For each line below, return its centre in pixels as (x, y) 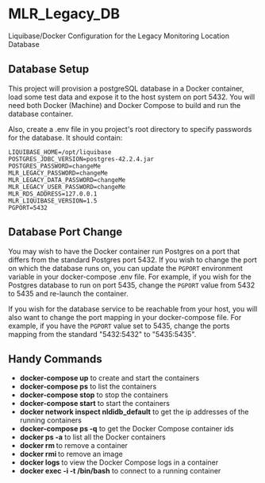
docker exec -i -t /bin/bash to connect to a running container (120, 471)
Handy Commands (56, 359)
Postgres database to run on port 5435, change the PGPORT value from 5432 (132, 285)
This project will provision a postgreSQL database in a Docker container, (126, 88)
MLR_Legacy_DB (64, 14)
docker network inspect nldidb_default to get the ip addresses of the (134, 412)
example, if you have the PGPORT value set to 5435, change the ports (119, 326)
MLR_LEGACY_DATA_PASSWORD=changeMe (67, 180)
